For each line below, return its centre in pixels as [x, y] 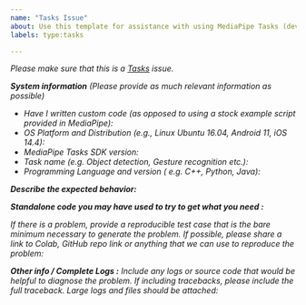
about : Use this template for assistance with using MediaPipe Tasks [145, 26]
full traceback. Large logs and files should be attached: [114, 290]
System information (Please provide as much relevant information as [141, 86]
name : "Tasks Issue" [49, 18]
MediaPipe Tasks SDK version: [81, 152]
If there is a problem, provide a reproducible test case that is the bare [141, 225]
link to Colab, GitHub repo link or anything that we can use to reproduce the [152, 244]
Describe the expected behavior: [74, 189]
